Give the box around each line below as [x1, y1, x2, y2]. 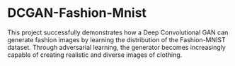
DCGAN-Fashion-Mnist [7, 5, 147, 21]
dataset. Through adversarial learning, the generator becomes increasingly [7, 43, 227, 51]
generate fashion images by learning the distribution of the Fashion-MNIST [7, 35, 226, 44]
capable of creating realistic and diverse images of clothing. [7, 51, 183, 59]
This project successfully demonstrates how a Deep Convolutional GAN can [7, 28, 229, 37]
